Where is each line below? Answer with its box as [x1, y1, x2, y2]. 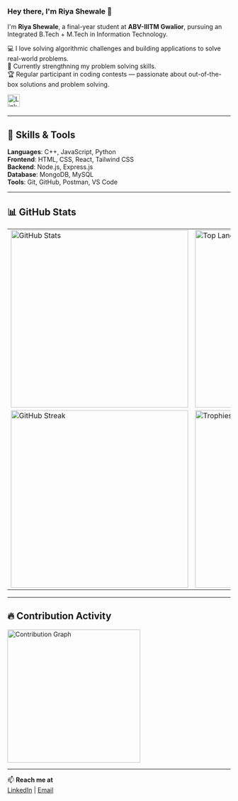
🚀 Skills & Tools [7, 129, 76, 141]
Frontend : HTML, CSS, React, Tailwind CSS [7, 156, 135, 164]
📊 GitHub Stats [7, 206, 76, 218]
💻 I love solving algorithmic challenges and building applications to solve [7, 44, 221, 53]
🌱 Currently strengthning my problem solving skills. [7, 62, 157, 70]
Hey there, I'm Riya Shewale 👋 [7, 6, 112, 16]
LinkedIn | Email [7, 785, 54, 794]
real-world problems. [7, 55, 69, 63]
